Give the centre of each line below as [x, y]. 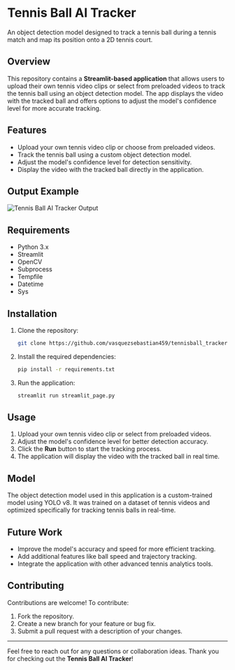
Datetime [30, 284]
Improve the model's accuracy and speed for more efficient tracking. [116, 549]
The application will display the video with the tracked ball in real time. [119, 457]
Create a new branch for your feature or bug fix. [86, 623]
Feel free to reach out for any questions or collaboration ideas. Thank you [113, 651]
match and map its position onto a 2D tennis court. [80, 39]
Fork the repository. [46, 616]
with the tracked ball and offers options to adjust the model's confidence [112, 101]
